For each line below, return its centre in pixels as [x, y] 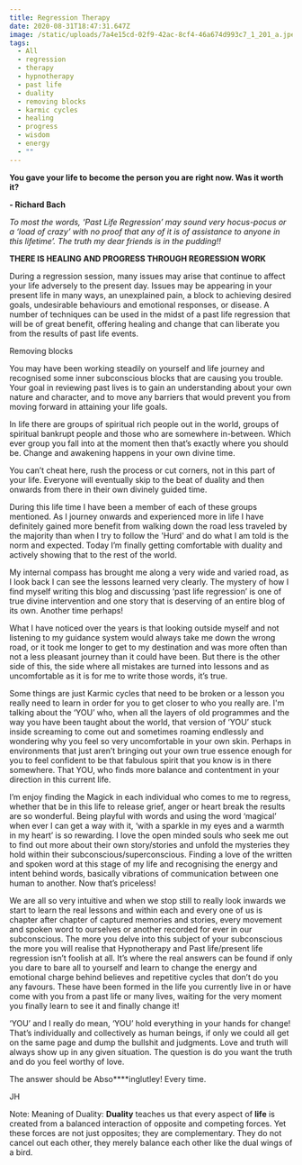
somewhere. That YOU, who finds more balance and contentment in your [145, 769]
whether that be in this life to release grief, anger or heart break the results [147, 806]
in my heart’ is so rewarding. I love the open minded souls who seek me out [149, 835]
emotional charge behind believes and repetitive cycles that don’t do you [144, 977]
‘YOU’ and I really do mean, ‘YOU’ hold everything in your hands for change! [150, 1023]
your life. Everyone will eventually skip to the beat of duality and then [137, 479]
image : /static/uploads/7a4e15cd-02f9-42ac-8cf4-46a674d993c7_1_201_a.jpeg [154, 34]
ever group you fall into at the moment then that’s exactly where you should [149, 443]
